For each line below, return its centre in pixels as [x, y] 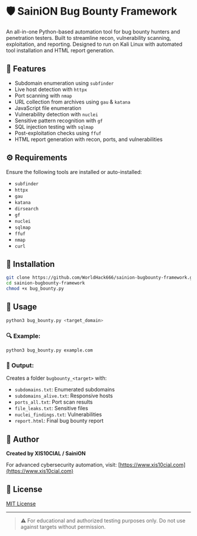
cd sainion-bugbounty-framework [45, 283]
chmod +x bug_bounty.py [35, 289]
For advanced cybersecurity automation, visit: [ [63, 464]
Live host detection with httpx [51, 89]
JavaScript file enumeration [48, 108]
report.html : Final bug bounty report [59, 421]
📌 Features [26, 69]
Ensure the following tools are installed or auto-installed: [74, 172]
